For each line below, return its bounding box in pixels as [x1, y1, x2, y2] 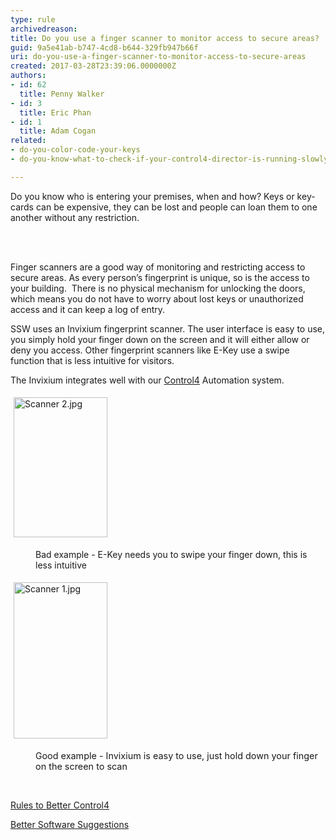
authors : [10, 71, 47, 81]
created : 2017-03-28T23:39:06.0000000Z [10, 61, 177, 71]
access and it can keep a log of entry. [10, 303, 166, 315]
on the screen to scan [35, 760, 128, 772]
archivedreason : [10, 24, 78, 34]
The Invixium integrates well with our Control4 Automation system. [10, 374, 285, 386]
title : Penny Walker [19, 89, 105, 99]
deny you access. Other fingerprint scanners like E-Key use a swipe [10, 344, 290, 356]
